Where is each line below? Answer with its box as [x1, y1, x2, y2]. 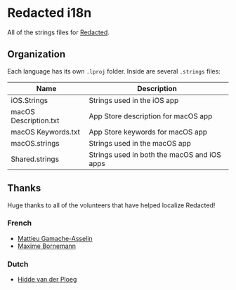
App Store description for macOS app [88, 111, 213, 120]
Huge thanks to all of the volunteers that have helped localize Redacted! [7, 201, 216, 209]
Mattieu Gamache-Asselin [17, 234, 93, 242]
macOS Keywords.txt [11, 127, 81, 137]
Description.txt [11, 116, 60, 125]
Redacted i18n [7, 5, 92, 21]
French [7, 219, 32, 228]
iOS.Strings [11, 95, 48, 105]
